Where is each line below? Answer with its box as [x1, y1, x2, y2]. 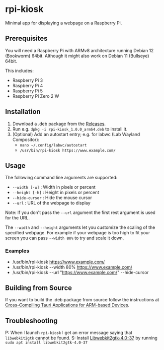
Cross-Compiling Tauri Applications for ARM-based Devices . [5, 302, 130, 308]
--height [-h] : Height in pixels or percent [12, 190, 99, 196]
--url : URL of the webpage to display [12, 200, 91, 206]
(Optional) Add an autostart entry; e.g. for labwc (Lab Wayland [12, 131, 140, 137]
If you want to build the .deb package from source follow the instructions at [5, 297, 160, 303]
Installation [5, 108, 41, 116]
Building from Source [5, 284, 72, 292]
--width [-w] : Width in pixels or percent [12, 184, 96, 190]
